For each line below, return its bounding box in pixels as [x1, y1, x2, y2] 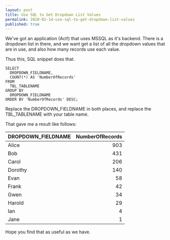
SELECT [5, 66, 19, 71]
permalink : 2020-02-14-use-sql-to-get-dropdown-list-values [5, 17, 135, 22]
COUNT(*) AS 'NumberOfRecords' [10, 75, 76, 80]
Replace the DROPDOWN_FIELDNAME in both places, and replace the [5, 106, 151, 112]
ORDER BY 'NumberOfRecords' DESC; [5, 97, 79, 102]
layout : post [5, 7, 33, 13]
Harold [8, 199, 24, 207]
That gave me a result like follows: [5, 121, 77, 127]
